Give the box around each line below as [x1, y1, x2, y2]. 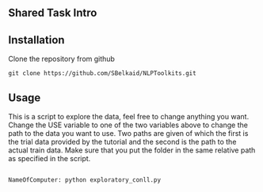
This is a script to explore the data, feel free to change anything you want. [8, 112, 250, 122]
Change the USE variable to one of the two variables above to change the [8, 120, 248, 130]
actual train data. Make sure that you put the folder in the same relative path [8, 145, 256, 155]
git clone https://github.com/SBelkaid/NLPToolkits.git [8, 70, 196, 77]
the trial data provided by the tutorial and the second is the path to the [8, 137, 237, 147]
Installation [8, 33, 65, 47]
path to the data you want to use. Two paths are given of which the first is [8, 129, 249, 138]
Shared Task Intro [8, 6, 97, 20]
